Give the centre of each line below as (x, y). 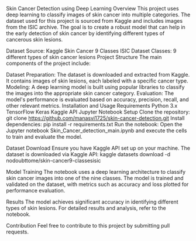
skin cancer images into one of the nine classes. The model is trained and (95, 178)
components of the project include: (48, 63)
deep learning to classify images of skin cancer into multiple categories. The (98, 15)
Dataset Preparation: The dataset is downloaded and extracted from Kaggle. (98, 75)
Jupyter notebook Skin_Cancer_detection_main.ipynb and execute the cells (97, 130)
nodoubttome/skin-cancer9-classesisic (54, 161)
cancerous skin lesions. (35, 39)
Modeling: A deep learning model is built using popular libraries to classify (95, 87)
